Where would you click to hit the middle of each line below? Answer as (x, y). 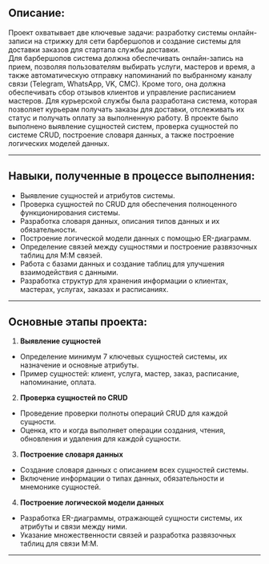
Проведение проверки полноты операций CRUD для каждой (124, 413)
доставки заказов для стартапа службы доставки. (94, 49)
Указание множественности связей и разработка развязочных (128, 535)
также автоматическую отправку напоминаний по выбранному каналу (130, 75)
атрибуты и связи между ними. (74, 527)
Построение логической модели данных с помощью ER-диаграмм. (136, 238)
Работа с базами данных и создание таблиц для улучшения (122, 263)
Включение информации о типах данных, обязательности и (122, 479)
